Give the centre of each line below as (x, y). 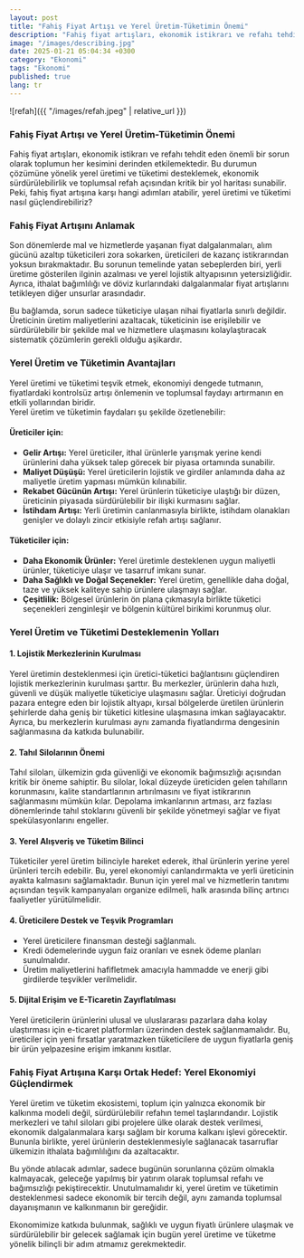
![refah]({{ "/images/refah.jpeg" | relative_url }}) (98, 110)
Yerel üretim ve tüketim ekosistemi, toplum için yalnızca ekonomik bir (138, 1103)
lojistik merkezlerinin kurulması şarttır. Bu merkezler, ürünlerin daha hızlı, (144, 683)
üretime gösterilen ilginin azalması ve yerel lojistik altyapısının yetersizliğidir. (151, 274)
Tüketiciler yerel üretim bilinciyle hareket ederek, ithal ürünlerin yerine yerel (149, 862)
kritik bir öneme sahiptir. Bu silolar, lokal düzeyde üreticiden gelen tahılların (148, 782)
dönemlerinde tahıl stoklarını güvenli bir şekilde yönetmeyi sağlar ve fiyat (145, 811)
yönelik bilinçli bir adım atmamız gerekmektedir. (98, 1244)
